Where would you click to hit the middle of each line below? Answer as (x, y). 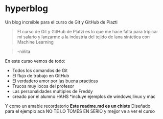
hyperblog (27, 9)
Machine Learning (35, 42)
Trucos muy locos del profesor (43, 86)
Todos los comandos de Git (40, 70)
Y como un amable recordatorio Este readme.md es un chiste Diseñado (78, 106)
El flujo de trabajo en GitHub (41, 75)
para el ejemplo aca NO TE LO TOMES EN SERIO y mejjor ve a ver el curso (80, 111)
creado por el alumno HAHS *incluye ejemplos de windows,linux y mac (84, 96)
